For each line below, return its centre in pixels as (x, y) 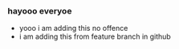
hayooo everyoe (40, 11)
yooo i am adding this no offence (73, 28)
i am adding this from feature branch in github (95, 36)
